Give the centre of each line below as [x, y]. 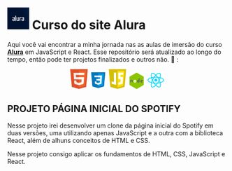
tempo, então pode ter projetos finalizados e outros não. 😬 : [93, 59]
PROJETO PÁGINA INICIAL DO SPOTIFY [94, 109]
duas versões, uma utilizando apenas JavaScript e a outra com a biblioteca [115, 133]
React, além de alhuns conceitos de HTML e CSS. [79, 141]
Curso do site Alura [89, 25]
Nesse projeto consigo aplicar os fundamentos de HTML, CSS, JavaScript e [116, 154]
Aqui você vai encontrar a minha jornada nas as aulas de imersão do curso [115, 44]
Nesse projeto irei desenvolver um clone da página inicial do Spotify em [111, 125]
